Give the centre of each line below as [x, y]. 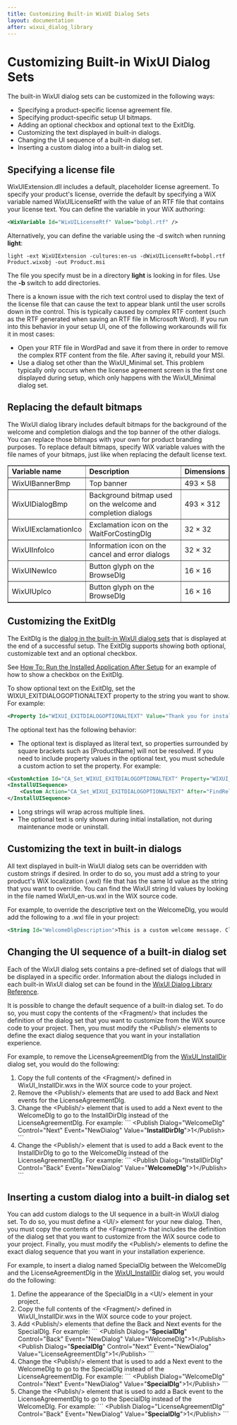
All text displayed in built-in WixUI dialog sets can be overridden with [107, 866]
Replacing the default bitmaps [75, 408]
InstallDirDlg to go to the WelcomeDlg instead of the [93, 1153]
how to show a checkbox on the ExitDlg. [66, 674]
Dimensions [205, 471]
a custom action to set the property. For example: [89, 766]
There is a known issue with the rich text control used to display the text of [116, 296]
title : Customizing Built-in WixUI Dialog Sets [79, 14]
